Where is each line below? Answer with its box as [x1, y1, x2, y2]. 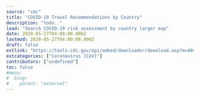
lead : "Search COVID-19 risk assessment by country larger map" [6, 25, 169, 32]
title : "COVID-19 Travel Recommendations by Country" [6, 14, 143, 20]
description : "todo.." [6, 20, 62, 26]
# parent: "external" [6, 81, 68, 87]
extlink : [6, 48, 28, 54]
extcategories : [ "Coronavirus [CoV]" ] [6, 53, 102, 59]
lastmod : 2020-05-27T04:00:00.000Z [6, 36, 95, 42]
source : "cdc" [6, 8, 42, 15]
